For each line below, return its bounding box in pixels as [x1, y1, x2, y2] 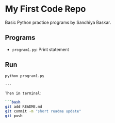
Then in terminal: [5, 91, 42, 96]
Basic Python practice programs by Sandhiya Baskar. [5, 19, 111, 25]
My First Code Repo [5, 3, 86, 15]
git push [5, 113, 23, 118]
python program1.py [5, 73, 45, 78]
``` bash [5, 100, 21, 105]
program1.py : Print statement [12, 46, 69, 52]
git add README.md [5, 105, 42, 109]
